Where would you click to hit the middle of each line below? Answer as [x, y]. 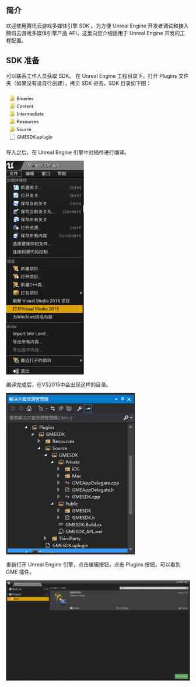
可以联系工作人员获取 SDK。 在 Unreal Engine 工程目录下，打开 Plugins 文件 [97, 75]
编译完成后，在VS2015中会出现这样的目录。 [59, 384]
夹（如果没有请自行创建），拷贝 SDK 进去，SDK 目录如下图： [79, 83]
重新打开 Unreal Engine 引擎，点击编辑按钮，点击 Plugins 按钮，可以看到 [93, 564]
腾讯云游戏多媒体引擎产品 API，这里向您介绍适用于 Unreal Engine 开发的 [93, 33]
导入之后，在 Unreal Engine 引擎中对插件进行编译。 [68, 152]
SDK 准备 [23, 61]
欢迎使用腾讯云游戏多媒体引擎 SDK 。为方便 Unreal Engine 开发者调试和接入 [97, 26]
